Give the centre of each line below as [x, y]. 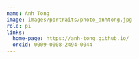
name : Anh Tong [28, 13]
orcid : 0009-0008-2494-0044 [53, 45]
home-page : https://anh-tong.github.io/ [71, 39]
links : [16, 32]
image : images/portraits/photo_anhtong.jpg [69, 20]
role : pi [19, 26]
